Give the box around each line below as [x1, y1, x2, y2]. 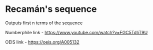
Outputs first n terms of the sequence [5, 20, 83, 26]
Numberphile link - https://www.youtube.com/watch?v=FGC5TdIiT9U [5, 29, 148, 35]
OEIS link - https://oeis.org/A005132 [5, 39, 79, 45]
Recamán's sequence [5, 3, 97, 15]
